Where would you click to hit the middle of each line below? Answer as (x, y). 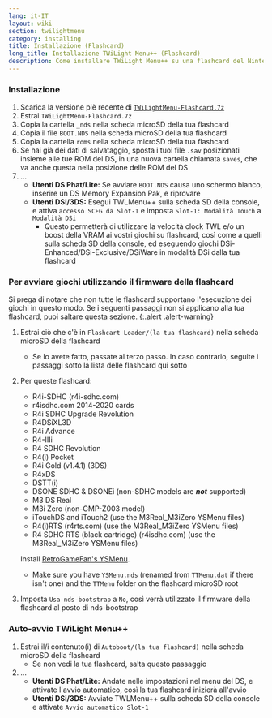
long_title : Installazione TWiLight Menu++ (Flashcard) (104, 54)
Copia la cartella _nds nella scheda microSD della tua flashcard (124, 125)
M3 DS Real (52, 501)
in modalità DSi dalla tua (200, 252)
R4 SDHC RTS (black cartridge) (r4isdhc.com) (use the (124, 535)
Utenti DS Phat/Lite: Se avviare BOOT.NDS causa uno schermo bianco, (147, 185)
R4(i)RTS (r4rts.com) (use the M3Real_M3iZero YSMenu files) (135, 526)
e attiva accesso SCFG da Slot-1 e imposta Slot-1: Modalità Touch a (147, 211)
